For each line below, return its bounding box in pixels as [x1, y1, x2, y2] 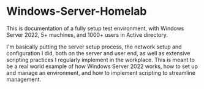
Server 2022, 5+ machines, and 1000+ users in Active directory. [6, 31, 168, 38]
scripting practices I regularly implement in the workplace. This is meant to [6, 56, 195, 63]
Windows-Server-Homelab [6, 4, 147, 18]
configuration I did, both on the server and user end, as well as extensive [6, 49, 191, 56]
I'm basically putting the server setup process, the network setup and [6, 43, 182, 50]
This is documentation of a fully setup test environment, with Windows [6, 25, 184, 32]
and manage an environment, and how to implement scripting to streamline [6, 69, 196, 76]
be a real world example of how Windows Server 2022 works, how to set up [6, 63, 198, 70]
